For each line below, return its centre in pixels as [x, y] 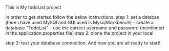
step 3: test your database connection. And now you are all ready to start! [83, 43]
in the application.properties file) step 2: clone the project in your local [79, 33]
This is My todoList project [33, 7]
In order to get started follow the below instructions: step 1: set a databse [82, 17]
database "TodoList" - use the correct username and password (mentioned [85, 28]
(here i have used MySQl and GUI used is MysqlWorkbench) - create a [79, 22]
